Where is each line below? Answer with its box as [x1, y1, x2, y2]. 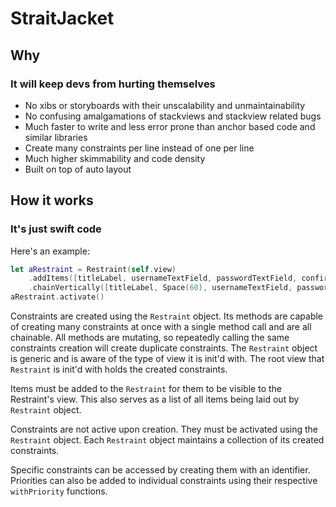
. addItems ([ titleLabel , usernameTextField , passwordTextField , [28, 273, 298, 284]
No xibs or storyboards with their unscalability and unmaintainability [24, 99, 306, 111]
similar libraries [24, 131, 88, 143]
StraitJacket [10, 7, 115, 30]
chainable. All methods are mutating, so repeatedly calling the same [10, 332, 290, 344]
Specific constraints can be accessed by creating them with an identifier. [10, 464, 311, 476]
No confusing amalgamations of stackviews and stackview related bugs [24, 110, 322, 122]
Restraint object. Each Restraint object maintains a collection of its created [10, 434, 325, 446]
